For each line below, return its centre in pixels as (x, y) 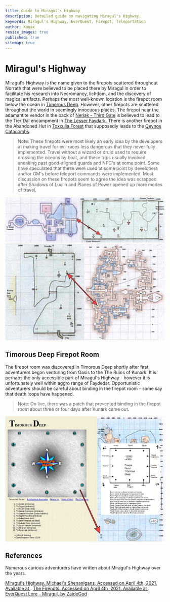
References (24, 555)
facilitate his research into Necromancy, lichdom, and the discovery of (78, 94)
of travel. (27, 190)
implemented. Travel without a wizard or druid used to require (82, 152)
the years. (16, 573)
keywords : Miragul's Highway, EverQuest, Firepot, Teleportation (75, 21)
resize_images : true (27, 32)
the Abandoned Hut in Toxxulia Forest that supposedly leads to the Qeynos (83, 126)
